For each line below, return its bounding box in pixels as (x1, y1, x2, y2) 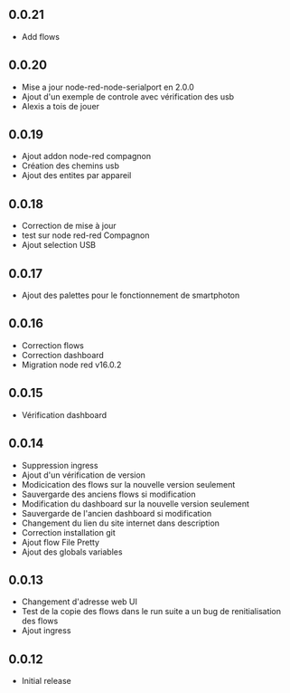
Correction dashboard (21, 349, 105, 360)
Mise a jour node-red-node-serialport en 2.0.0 (21, 81, 195, 92)
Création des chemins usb (21, 160, 119, 171)
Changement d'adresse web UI (21, 596, 137, 607)
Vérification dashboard (21, 409, 108, 420)
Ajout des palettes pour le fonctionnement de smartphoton (21, 290, 240, 301)
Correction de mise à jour (21, 221, 117, 232)
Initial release (21, 676, 71, 687)
